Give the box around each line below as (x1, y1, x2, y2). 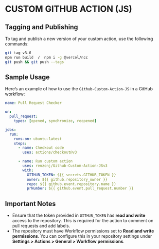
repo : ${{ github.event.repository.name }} (26, 182, 117, 187)
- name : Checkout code (18, 145, 64, 150)
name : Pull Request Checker (5, 101, 62, 105)
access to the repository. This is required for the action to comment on (12, 218, 154, 224)
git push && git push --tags (5, 60, 64, 64)
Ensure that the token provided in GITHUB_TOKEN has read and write (12, 212, 146, 218)
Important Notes (5, 199, 56, 208)
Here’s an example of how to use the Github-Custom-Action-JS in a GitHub (5, 86, 153, 92)
